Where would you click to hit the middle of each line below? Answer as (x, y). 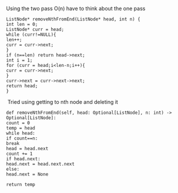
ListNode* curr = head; (35, 29)
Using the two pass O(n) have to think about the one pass (76, 9)
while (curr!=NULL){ (31, 35)
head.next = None (27, 174)
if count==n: (22, 138)
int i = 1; (19, 60)
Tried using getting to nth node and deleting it (63, 102)
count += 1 (19, 154)
